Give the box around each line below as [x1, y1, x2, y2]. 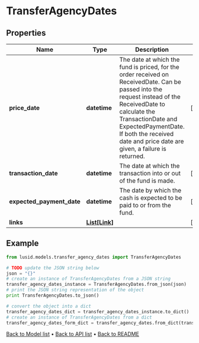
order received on [119, 70, 169, 78]
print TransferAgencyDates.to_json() [6, 292, 99, 298]
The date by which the [119, 186, 182, 194]
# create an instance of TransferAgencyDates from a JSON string [6, 276, 171, 282]
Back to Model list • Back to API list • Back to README [6, 331, 139, 338]
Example [6, 238, 39, 248]
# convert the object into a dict [6, 303, 92, 309]
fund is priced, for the [119, 63, 179, 71]
